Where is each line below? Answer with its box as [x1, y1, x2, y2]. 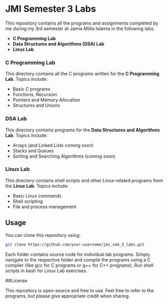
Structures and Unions [12, 102, 60, 108]
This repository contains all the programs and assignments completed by [5, 20, 159, 26]
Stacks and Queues [12, 147, 54, 154]
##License [5, 277, 28, 284]
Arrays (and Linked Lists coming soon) [12, 142, 94, 148]
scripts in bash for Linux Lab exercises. [5, 267, 88, 274]
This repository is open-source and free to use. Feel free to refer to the [5, 287, 154, 293]
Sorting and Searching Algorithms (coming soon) [12, 153, 116, 159]
